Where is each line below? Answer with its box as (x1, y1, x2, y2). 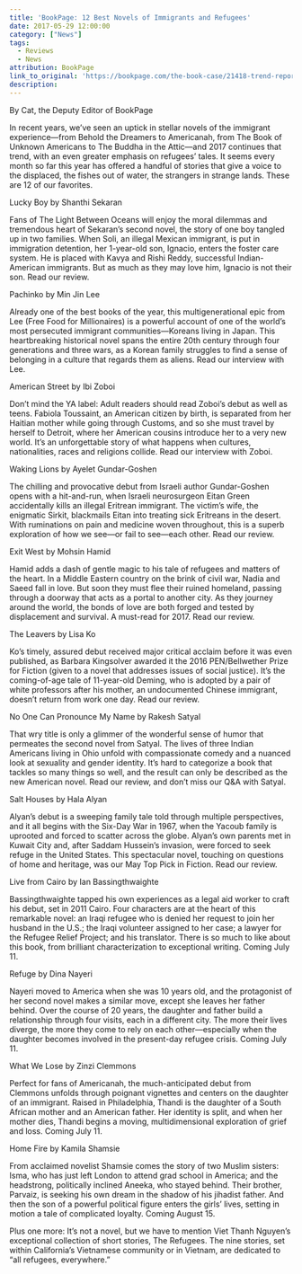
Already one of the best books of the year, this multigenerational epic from (9, 306, 286, 317)
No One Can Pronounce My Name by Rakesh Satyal (9, 711, 201, 721)
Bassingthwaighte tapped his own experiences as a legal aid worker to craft (9, 893, 290, 904)
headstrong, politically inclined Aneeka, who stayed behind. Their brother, (9, 1179, 283, 1190)
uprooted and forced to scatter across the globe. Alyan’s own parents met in (9, 830, 291, 841)
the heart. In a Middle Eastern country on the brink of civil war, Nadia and (9, 572, 280, 584)
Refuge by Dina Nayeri (9, 968, 93, 979)
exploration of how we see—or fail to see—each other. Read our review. (9, 528, 275, 539)
